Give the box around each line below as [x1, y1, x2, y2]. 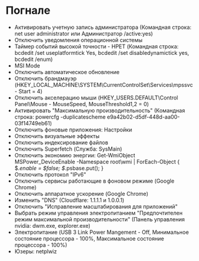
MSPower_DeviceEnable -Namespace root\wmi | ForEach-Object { [14, 158, 180, 165]
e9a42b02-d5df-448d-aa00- [107, 113, 180, 121]
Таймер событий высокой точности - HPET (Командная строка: [14, 43, 179, 50]
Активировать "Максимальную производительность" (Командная [14, 107, 185, 114]
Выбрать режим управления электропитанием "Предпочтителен [14, 209, 183, 216]
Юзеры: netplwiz [14, 248, 57, 255]
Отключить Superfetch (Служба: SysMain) [14, 145, 122, 153]
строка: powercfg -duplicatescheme [14, 113, 106, 121]
